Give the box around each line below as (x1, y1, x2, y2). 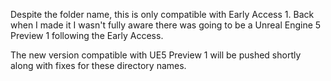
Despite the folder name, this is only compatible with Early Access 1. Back (10, 9, 315, 20)
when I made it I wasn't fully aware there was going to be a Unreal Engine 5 (10, 19, 322, 31)
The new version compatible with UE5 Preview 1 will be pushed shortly (10, 49, 302, 61)
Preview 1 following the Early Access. (10, 30, 164, 41)
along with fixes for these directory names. (10, 60, 187, 71)
